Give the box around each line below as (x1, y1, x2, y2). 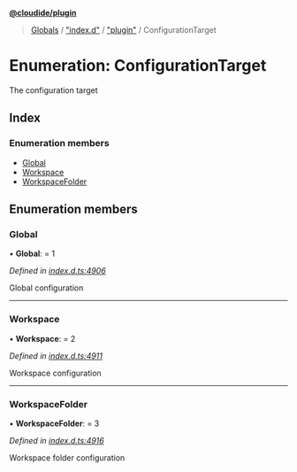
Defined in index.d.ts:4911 (9, 350, 103, 361)
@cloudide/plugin (9, 8, 77, 18)
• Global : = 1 (9, 248, 56, 259)
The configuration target (9, 84, 99, 96)
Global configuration (9, 282, 84, 293)
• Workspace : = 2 (9, 333, 76, 344)
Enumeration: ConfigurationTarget (9, 56, 267, 76)
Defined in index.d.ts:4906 (9, 266, 106, 276)
